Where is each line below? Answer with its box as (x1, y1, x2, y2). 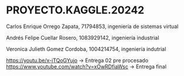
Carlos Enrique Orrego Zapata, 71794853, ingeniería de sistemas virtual (6, 23, 179, 30)
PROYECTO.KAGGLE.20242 (6, 4, 145, 17)
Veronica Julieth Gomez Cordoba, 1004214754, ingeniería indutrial (6, 45, 166, 53)
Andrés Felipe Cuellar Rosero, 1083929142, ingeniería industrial (6, 34, 159, 41)
